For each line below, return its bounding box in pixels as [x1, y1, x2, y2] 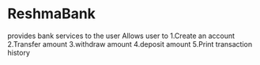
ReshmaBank [7, 5, 96, 23]
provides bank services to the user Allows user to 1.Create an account [7, 31, 235, 40]
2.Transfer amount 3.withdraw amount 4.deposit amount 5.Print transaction [7, 39, 253, 48]
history [7, 48, 31, 57]
